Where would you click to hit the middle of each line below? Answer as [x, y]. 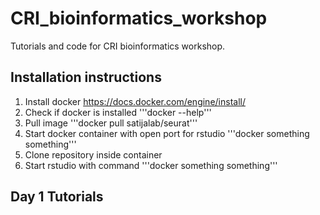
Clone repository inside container [93, 154]
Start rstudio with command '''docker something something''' [151, 165]
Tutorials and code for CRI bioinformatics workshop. [118, 46]
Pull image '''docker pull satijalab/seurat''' [111, 123]
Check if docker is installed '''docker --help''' [118, 112]
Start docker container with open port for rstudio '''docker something [167, 133]
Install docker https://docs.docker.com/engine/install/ [135, 101]
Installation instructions [86, 77]
